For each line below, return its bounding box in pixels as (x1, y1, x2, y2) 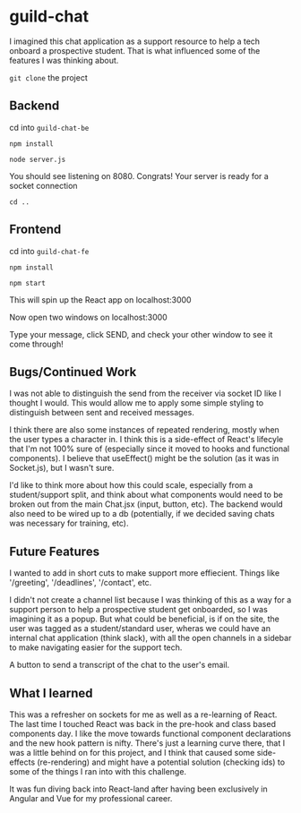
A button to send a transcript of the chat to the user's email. (9, 660, 230, 671)
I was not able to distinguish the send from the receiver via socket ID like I (9, 388, 282, 399)
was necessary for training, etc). (9, 518, 129, 529)
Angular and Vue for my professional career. (9, 793, 173, 803)
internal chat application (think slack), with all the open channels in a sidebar (9, 633, 292, 644)
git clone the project (9, 72, 88, 82)
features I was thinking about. (9, 55, 119, 65)
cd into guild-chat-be (9, 122, 90, 133)
